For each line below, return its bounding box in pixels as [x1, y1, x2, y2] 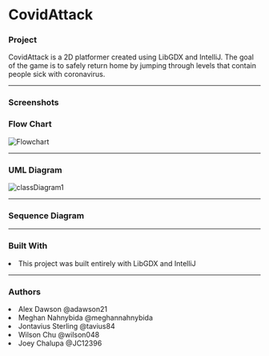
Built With [8, 241, 48, 252]
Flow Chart [8, 119, 52, 130]
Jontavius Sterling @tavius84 [18, 321, 115, 330]
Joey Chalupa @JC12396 [18, 338, 102, 348]
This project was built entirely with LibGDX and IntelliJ [18, 258, 196, 268]
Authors [8, 286, 42, 297]
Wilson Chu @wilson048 [18, 330, 100, 339]
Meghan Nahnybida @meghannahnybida [18, 313, 154, 322]
